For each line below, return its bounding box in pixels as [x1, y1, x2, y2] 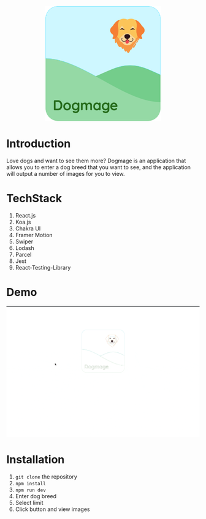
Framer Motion [15, 231, 53, 238]
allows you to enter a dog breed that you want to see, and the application [6, 163, 191, 171]
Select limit [15, 499, 44, 506]
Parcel [15, 251, 32, 258]
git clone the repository [15, 472, 78, 480]
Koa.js [15, 218, 31, 225]
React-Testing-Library [15, 263, 71, 271]
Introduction [6, 137, 71, 151]
